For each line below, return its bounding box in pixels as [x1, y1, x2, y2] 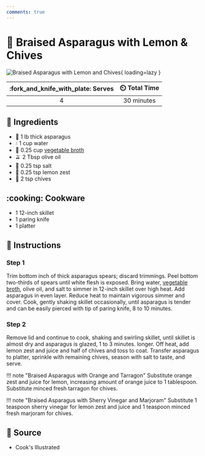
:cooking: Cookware [6, 193, 86, 203]
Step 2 [6, 320, 26, 328]
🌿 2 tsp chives [15, 175, 51, 182]
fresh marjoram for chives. [6, 409, 73, 417]
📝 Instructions [6, 240, 61, 250]
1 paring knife [15, 215, 50, 223]
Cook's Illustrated [15, 443, 60, 450]
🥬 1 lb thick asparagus [15, 133, 71, 141]
